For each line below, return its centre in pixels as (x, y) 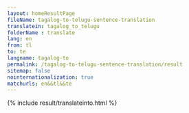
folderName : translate (41, 33)
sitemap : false (29, 71)
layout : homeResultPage (41, 13)
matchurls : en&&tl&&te (40, 84)
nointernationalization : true (51, 77)
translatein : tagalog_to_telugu (53, 26)
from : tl (20, 45)
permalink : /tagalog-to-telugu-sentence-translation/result (95, 64)
